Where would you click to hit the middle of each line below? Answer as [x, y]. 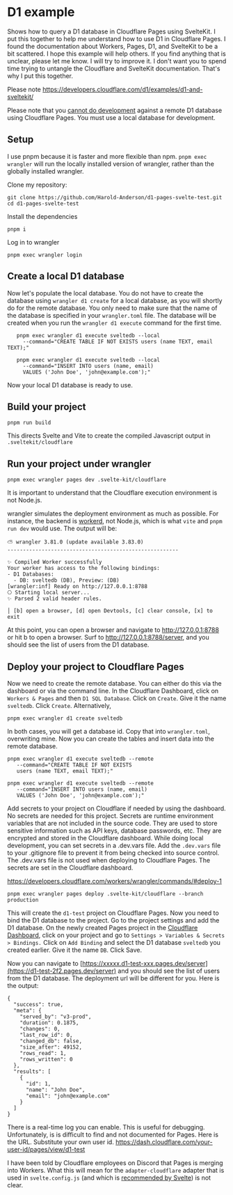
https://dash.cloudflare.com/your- [164, 1142]
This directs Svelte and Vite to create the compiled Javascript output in [109, 435]
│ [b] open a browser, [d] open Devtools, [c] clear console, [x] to [110, 611]
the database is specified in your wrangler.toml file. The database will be [112, 315]
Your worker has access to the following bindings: [83, 569]
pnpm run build [29, 423]
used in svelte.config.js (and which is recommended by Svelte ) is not [109, 1178]
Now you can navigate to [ [45, 963]
